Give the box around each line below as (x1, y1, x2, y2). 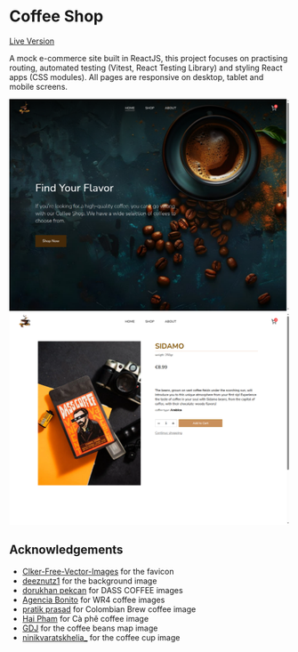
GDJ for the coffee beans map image (21, 623, 158, 633)
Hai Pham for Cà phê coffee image (21, 613, 149, 624)
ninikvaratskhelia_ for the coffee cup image (21, 632, 181, 642)
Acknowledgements (9, 543, 124, 558)
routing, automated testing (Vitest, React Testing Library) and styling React (9, 62, 283, 73)
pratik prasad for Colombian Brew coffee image (21, 603, 197, 615)
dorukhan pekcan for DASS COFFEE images (21, 584, 184, 595)
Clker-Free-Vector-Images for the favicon (21, 566, 174, 576)
